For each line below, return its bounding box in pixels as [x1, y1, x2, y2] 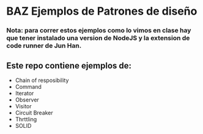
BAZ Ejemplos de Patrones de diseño [6, 4, 197, 18]
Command [15, 83, 42, 90]
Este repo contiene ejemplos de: [6, 60, 132, 71]
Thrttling [15, 115, 37, 123]
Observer [15, 96, 40, 103]
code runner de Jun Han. [6, 42, 82, 50]
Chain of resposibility [15, 76, 69, 84]
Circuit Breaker [15, 109, 53, 116]
